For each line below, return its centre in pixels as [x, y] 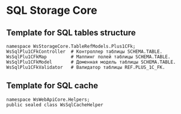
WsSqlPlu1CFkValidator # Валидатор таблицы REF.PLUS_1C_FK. [86, 67]
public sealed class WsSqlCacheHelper [55, 105]
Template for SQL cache [52, 85]
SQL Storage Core [52, 10]
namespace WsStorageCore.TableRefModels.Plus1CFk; [71, 46]
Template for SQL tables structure [71, 33]
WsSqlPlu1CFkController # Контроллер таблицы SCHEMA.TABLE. [84, 52]
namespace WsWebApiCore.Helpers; [48, 100]
